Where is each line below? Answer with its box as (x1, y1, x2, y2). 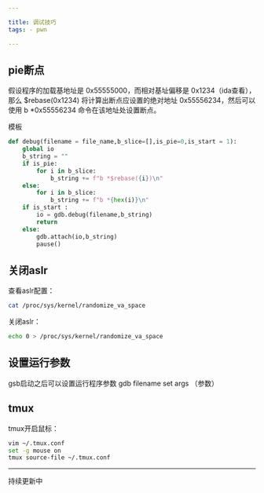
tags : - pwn (8, 25, 47, 34)
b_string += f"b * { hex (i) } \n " (49, 196, 149, 204)
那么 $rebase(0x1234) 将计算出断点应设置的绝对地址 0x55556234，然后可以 (8, 96, 256, 105)
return (36, 217, 58, 226)
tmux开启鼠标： (8, 423, 59, 433)
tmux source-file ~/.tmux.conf (8, 454, 111, 462)
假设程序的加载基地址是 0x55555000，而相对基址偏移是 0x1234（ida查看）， (8, 86, 256, 95)
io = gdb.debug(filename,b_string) (36, 211, 153, 219)
